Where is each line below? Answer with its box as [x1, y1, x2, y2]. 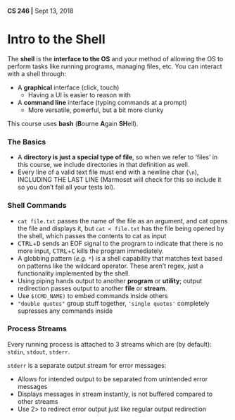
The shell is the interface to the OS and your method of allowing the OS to [7, 54, 224, 63]
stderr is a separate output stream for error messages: [7, 361, 167, 369]
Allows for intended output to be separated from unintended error [17, 374, 208, 383]
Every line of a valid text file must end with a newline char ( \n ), [17, 168, 199, 176]
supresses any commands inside [17, 307, 113, 315]
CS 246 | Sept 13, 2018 [7, 7, 74, 15]
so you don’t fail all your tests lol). [17, 183, 115, 192]
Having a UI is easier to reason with [27, 90, 132, 99]
